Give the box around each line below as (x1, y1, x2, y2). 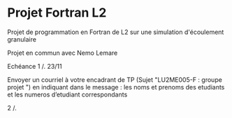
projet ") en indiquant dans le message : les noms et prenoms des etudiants (7, 83, 225, 91)
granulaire (7, 35, 37, 43)
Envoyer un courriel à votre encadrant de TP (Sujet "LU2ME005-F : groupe (7, 75, 222, 84)
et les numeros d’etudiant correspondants (7, 90, 128, 99)
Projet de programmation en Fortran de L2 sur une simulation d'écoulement (7, 28, 224, 36)
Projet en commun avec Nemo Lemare (7, 49, 118, 57)
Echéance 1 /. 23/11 (7, 62, 62, 70)
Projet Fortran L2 (7, 5, 107, 21)
